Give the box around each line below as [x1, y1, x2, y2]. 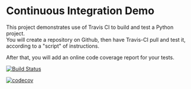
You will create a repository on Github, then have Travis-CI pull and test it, [6, 36, 186, 43]
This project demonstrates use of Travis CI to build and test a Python [6, 24, 174, 31]
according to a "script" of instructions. [6, 42, 99, 50]
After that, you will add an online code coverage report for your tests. [6, 54, 174, 61]
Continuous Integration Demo [6, 4, 155, 18]
